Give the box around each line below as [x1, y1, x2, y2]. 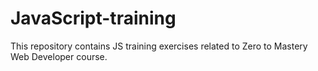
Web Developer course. [10, 50, 108, 62]
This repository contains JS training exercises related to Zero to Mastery [10, 40, 308, 52]
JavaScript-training [10, 7, 177, 30]
